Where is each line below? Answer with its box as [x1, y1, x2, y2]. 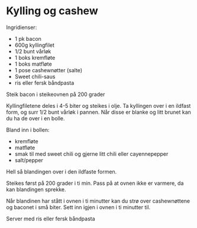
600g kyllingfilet [14, 41, 55, 49]
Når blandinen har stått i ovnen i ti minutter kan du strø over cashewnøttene [6, 197, 190, 204]
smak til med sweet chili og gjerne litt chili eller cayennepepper [14, 150, 169, 158]
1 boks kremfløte [14, 54, 56, 61]
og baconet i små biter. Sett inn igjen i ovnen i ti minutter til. [6, 203, 151, 211]
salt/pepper [14, 156, 43, 163]
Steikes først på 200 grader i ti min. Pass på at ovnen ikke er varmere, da [6, 179, 184, 187]
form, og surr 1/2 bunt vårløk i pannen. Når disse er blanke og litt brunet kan [6, 108, 191, 115]
